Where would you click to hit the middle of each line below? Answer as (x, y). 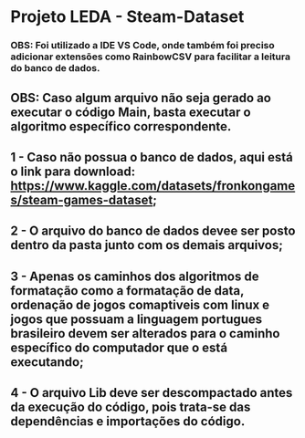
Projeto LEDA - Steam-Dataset (127, 17)
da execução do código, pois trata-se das (131, 407)
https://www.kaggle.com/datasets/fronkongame (153, 186)
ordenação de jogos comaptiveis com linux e (140, 304)
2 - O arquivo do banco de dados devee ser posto (153, 231)
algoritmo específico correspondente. (121, 126)
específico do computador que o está (119, 347)
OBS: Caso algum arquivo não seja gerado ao (141, 98)
